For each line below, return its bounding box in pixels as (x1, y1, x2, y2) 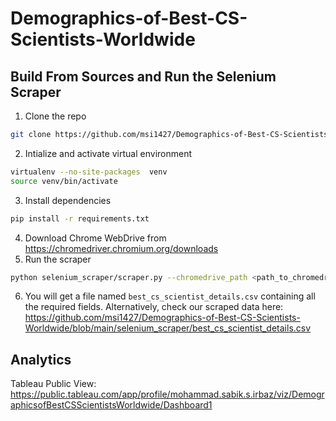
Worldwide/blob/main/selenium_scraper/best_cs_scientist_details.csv (24, 322, 312, 334)
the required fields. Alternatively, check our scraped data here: (24, 301, 284, 313)
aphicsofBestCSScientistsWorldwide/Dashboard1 (10, 399, 213, 411)
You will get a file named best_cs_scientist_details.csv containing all (24, 290, 316, 302)
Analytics (10, 351, 72, 368)
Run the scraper (24, 253, 92, 265)
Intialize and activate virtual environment (24, 147, 193, 159)
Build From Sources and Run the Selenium (10, 68, 277, 85)
